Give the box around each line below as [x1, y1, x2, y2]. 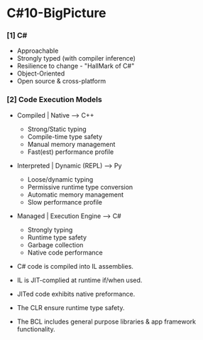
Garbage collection [27, 240, 84, 249]
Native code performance [27, 248, 104, 257]
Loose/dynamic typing [27, 175, 94, 183]
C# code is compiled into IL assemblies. [16, 262, 134, 270]
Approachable [16, 46, 59, 55]
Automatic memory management [27, 190, 124, 199]
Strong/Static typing [27, 125, 87, 133]
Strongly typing [27, 225, 73, 234]
